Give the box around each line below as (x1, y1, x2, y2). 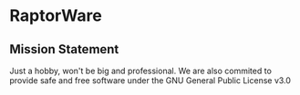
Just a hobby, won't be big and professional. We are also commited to (9, 65, 272, 76)
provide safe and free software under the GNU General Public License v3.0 (9, 75, 292, 86)
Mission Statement (9, 42, 119, 57)
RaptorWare (9, 5, 102, 26)
